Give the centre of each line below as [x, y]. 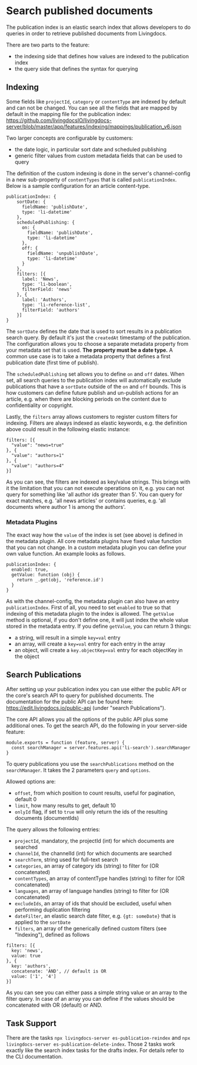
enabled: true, [30, 570]
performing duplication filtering [52, 909]
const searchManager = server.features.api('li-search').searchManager [101, 748]
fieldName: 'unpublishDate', [63, 253]
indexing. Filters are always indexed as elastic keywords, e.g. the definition [96, 423]
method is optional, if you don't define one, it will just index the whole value [97, 620]
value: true [26, 955]
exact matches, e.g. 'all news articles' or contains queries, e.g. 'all [86, 500]
